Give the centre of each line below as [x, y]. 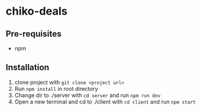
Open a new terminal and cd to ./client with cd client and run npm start [105, 101]
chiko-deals [37, 11]
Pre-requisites [34, 34]
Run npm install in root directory [56, 88]
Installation [27, 67]
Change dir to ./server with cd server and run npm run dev [88, 95]
